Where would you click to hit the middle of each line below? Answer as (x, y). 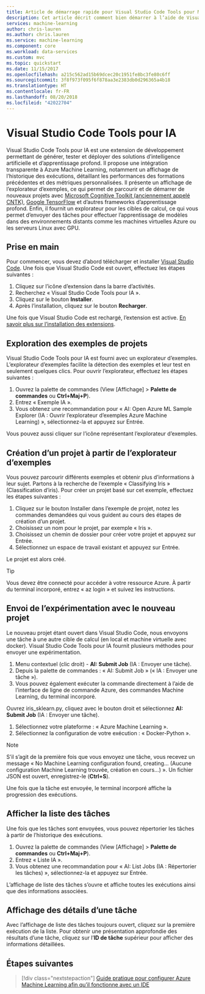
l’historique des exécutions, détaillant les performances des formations (95, 176)
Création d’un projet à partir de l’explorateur (92, 453)
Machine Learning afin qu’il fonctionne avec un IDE (85, 985)
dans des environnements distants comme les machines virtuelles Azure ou (101, 221)
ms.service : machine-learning (45, 40)
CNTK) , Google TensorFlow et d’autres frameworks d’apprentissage (92, 201)
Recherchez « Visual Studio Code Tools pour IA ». (78, 293)
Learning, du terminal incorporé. (56, 696)
